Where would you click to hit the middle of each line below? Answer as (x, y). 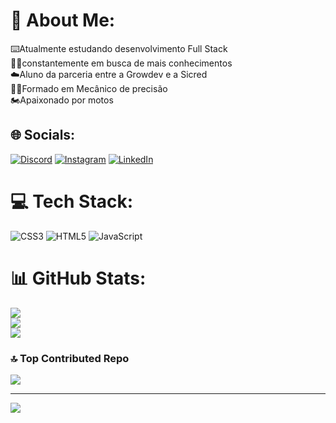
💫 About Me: (63, 20)
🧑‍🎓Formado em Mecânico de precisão (89, 88)
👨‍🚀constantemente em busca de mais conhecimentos (121, 63)
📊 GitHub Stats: (78, 278)
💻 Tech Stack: (72, 201)
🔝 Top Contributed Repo (70, 358)
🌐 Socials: (43, 135)
